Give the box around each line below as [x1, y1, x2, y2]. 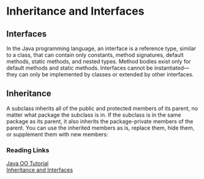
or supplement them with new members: [6, 130, 108, 138]
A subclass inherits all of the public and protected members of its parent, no [6, 104, 198, 112]
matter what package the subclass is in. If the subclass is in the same [6, 111, 181, 119]
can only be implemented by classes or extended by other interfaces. [18, 71, 194, 78]
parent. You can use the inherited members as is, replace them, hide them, [6, 124, 195, 131]
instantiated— [154, 64, 189, 71]
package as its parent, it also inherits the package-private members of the [6, 117, 194, 125]
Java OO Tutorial [6, 160, 49, 167]
